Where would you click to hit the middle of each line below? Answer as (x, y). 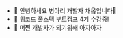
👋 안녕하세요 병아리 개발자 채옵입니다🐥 (65, 11)
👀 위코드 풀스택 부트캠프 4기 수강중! (61, 19)
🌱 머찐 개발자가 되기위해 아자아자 (58, 27)
